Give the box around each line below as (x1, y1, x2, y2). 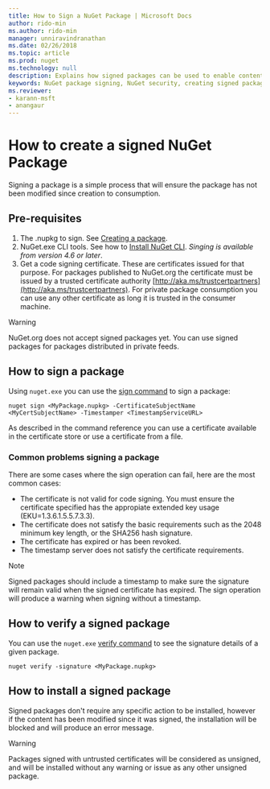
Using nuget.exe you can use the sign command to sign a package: (8, 386, 231, 395)
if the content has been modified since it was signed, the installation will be (8, 714, 257, 724)
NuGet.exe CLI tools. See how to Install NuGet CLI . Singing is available (19, 242, 254, 251)
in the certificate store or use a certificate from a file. (8, 432, 183, 441)
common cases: (8, 478, 62, 488)
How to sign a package (8, 365, 125, 378)
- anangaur (8, 101, 45, 109)
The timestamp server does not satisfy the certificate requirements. (19, 545, 244, 555)
